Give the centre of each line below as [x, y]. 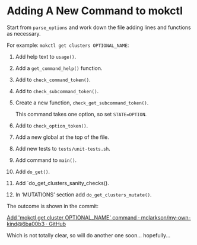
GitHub [58, 224]
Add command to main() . [46, 160]
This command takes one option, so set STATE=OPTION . [81, 114]
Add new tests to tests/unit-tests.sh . [63, 148]
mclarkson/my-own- [166, 217]
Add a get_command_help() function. [59, 68]
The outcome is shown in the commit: [53, 206]
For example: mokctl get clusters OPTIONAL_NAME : [68, 45]
